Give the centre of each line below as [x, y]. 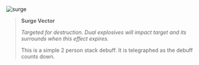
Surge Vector [38, 21]
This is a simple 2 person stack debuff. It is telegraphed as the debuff [107, 50]
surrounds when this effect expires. [65, 38]
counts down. [38, 56]
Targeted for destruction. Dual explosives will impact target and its [103, 32]
